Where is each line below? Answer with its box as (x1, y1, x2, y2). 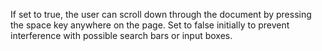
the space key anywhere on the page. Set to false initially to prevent (10, 19, 290, 31)
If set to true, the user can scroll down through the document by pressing (10, 9, 312, 20)
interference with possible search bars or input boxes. (10, 30, 233, 41)
